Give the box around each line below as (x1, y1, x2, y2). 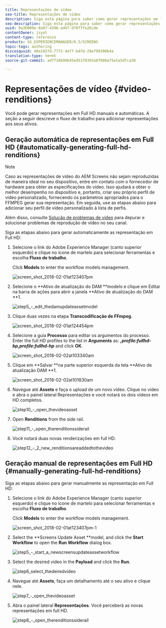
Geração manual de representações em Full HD (5, 459, 153, 468)
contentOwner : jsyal (5, 30, 48, 35)
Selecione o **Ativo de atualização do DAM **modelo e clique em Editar (12, 284, 161, 290)
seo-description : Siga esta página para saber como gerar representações (5, 21, 161, 26)
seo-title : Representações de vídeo (5, 12, 81, 17)
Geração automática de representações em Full (5, 135, 154, 144)
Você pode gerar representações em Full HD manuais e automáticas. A (5, 110, 150, 116)
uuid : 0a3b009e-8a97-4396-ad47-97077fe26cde (5, 26, 98, 31)
